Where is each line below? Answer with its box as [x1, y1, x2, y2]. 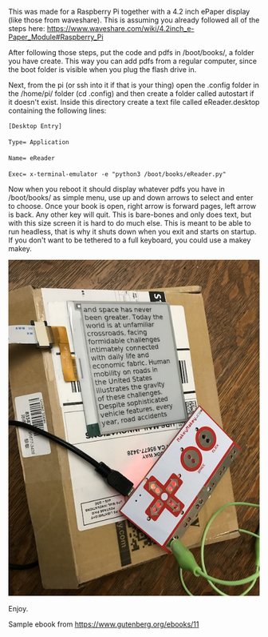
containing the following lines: [8, 106, 107, 115]
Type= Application [8, 138, 69, 146]
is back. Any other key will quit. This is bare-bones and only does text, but [8, 210, 252, 219]
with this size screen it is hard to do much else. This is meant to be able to [8, 218, 251, 227]
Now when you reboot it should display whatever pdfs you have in [8, 184, 226, 194]
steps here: [8, 24, 45, 33]
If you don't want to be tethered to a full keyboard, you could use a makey [8, 235, 251, 245]
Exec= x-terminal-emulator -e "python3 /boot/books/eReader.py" [8, 170, 227, 178]
